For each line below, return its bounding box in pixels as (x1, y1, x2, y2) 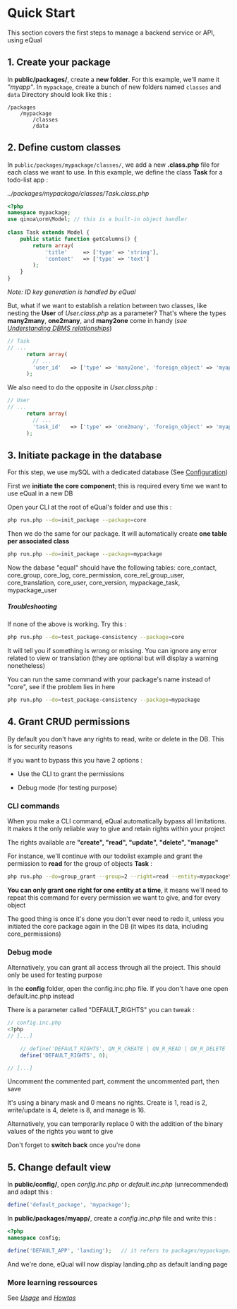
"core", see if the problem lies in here (7, 682, 116, 691)
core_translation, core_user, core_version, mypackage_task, (7, 578, 181, 587)
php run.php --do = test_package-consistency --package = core (7, 634, 185, 641)
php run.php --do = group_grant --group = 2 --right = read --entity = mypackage (7, 873, 229, 880)
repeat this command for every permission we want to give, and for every (7, 893, 221, 902)
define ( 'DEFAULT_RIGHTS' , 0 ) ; (20, 1052, 109, 1059)
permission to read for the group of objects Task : (7, 859, 153, 867)
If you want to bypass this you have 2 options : (7, 756, 143, 764)
